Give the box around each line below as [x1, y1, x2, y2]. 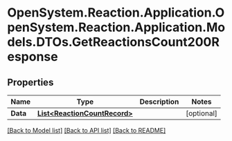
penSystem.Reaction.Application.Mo [7, 19, 226, 35]
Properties [7, 76, 54, 88]
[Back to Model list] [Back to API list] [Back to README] [7, 126, 166, 134]
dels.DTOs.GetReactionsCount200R [7, 35, 220, 50]
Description [139, 97, 179, 106]
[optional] [186, 109, 218, 118]
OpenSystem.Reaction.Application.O [7, 5, 225, 21]
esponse [7, 49, 58, 65]
